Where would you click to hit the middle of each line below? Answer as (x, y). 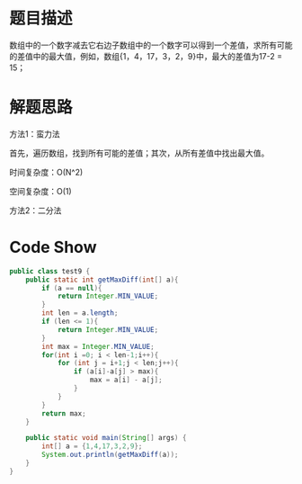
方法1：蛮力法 (35, 134)
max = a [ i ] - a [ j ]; (126, 380)
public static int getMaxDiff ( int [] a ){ (102, 280)
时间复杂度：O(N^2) (46, 172)
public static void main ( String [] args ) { (106, 438)
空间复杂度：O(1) (40, 191)
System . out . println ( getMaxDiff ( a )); (110, 455)
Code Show (53, 247)
